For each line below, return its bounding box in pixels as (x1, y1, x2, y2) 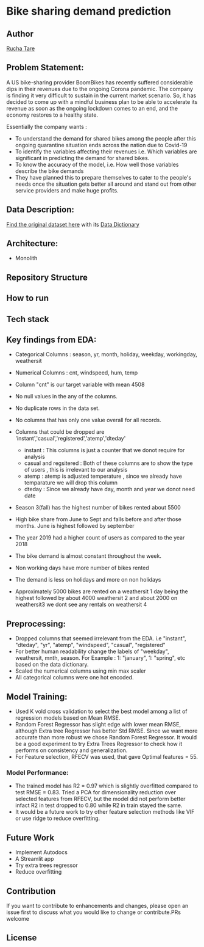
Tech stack (6, 313, 49, 324)
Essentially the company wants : (6, 123, 87, 130)
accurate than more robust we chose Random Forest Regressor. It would (15, 734, 197, 741)
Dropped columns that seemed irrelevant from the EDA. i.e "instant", (15, 635, 187, 642)
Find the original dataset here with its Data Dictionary (6, 221, 140, 228)
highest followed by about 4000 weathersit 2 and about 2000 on (15, 594, 178, 602)
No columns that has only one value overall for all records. (15, 417, 161, 424)
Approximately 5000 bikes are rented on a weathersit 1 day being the (15, 588, 188, 595)
